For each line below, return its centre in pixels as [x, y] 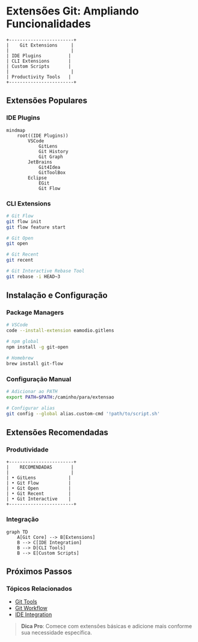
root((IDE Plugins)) [43, 136]
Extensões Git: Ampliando [73, 11]
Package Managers [35, 313]
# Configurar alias [31, 408]
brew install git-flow [35, 363]
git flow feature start [36, 227]
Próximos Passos [39, 571]
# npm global [23, 342]
